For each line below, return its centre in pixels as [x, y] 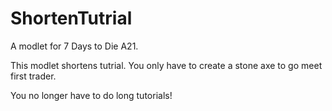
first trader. [33, 76]
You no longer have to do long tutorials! [91, 95]
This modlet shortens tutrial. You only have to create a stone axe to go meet [166, 65]
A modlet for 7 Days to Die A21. [74, 46]
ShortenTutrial [71, 18]
